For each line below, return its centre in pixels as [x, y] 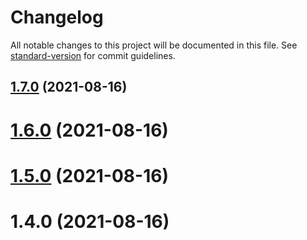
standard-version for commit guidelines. [93, 55]
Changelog [57, 17]
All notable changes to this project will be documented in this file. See [154, 45]
